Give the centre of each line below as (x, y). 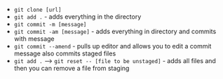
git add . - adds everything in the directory (77, 17)
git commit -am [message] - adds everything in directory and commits (115, 31)
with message (34, 39)
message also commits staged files (65, 53)
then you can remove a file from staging (72, 68)
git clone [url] (38, 10)
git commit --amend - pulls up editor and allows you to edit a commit (113, 46)
